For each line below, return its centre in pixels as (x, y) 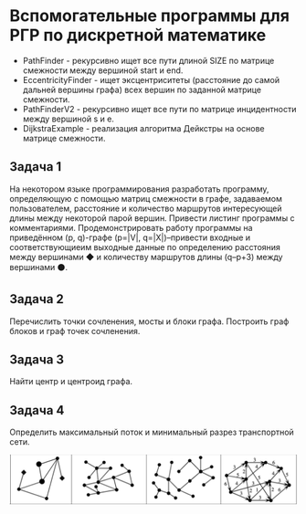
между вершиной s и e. (68, 119)
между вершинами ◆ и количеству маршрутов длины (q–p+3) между (146, 257)
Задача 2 (37, 299)
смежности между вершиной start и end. (103, 70)
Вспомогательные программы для (150, 16)
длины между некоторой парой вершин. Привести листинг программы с (152, 218)
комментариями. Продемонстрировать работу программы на (131, 227)
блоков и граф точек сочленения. (75, 330)
